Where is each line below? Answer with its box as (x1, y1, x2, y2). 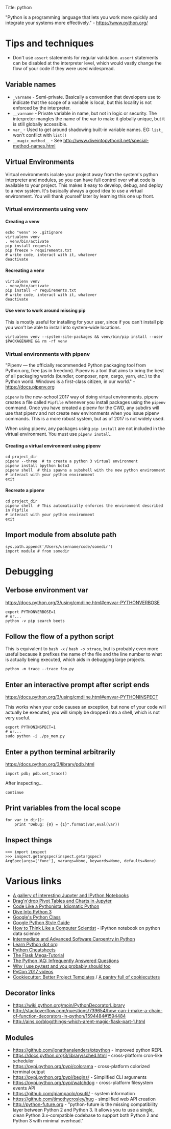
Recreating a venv (5, 267, 45, 273)
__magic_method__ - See (12, 137, 62, 143)
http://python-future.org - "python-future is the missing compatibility (12, 1101, 158, 1107)
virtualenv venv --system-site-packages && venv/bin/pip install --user (5, 334, 163, 339)
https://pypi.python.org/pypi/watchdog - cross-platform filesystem (12, 1080, 153, 1086)
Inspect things (5, 836, 53, 844)
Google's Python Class (12, 914, 61, 920)
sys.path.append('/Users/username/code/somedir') (5, 544, 113, 549)
